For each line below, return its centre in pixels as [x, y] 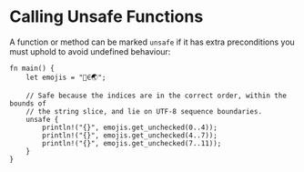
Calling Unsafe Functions [106, 17]
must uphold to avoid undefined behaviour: [90, 51]
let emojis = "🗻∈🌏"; [66, 77]
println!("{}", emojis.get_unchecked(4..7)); [130, 135]
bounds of [28, 103]
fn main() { [32, 68]
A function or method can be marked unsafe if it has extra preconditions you [152, 42]
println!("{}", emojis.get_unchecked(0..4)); [130, 127]
